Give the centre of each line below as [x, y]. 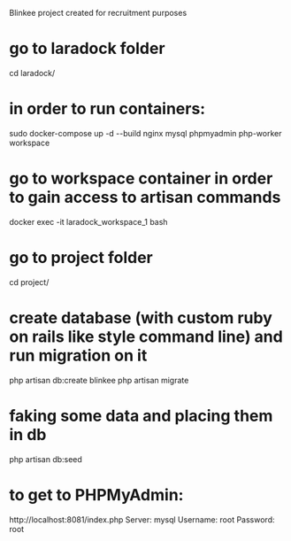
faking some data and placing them [141, 416]
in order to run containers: [107, 109]
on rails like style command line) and [146, 336]
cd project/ [29, 282]
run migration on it [78, 356]
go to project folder [81, 258]
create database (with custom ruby [141, 317]
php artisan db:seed [46, 459]
